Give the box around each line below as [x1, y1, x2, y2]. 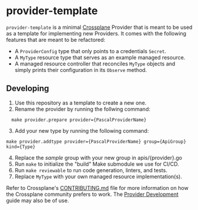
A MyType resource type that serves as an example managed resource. [14, 54, 186, 61]
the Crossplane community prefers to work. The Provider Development [6, 191, 179, 198]
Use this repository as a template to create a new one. [14, 99, 147, 106]
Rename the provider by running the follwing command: [14, 105, 151, 113]
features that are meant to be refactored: [6, 36, 105, 43]
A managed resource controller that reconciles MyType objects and [14, 60, 176, 67]
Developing [6, 84, 49, 94]
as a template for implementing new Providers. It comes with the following [6, 29, 187, 37]
